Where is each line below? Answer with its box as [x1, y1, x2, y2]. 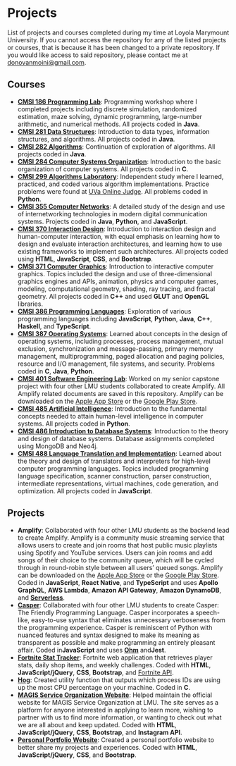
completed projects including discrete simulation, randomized [17, 104, 197, 113]
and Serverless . [17, 593, 66, 602]
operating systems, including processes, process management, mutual [17, 337, 224, 345]
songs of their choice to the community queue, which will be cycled [17, 555, 214, 564]
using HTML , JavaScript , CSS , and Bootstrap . [17, 254, 154, 263]
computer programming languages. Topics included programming [17, 464, 209, 473]
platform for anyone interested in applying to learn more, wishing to [17, 705, 213, 714]
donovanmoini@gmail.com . [7, 58, 87, 66]
